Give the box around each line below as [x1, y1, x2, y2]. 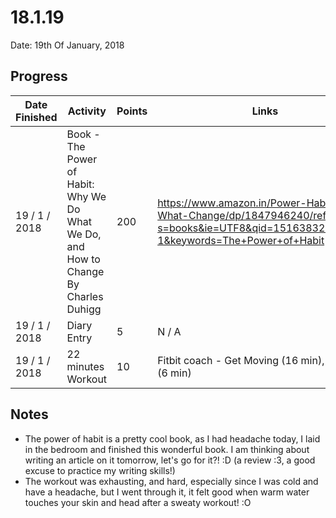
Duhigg [66, 302, 102, 316]
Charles [66, 289, 104, 303]
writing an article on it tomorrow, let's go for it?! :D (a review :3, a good [24, 454, 316, 466]
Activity [67, 104, 107, 118]
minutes [66, 359, 105, 373]
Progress [10, 68, 68, 85]
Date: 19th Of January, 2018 [10, 39, 125, 51]
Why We [66, 189, 107, 203]
